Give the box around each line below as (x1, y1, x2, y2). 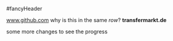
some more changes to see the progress (6, 28, 108, 35)
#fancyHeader (6, 5, 42, 12)
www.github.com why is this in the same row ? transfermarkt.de (6, 17, 167, 23)
